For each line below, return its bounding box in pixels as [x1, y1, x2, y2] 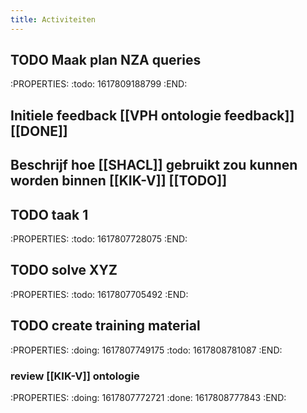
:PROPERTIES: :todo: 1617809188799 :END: [10, 78, 188, 90]
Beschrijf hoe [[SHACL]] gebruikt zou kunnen [10, 157, 298, 174]
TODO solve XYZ [10, 262, 118, 279]
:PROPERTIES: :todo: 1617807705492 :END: [10, 288, 189, 300]
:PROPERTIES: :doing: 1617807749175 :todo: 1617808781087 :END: [10, 344, 283, 356]
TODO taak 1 [10, 206, 89, 223]
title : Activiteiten [10, 14, 97, 25]
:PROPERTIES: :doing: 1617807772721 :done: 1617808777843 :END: [10, 391, 287, 403]
